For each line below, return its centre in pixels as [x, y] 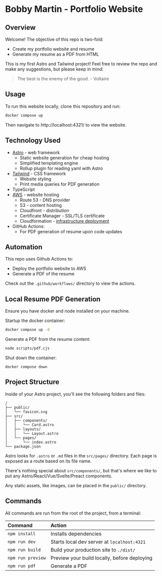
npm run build [24, 550]
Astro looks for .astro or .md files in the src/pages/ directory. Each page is [81, 455]
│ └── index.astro [31, 442]
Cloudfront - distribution [44, 210]
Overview [21, 28]
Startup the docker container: [35, 320]
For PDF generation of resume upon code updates [71, 231]
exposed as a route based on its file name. [48, 461]
